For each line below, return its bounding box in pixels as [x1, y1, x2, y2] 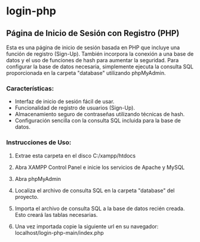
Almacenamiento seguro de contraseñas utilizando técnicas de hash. [14, 111, 185, 118]
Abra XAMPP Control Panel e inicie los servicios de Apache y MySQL [14, 164, 185, 171]
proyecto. [14, 193, 39, 200]
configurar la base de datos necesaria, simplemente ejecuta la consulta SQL [6, 63, 194, 70]
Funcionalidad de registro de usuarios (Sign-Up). [14, 104, 136, 111]
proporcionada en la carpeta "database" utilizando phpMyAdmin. [6, 69, 166, 76]
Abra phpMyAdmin [14, 175, 61, 182]
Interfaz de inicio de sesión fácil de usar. [14, 98, 115, 105]
